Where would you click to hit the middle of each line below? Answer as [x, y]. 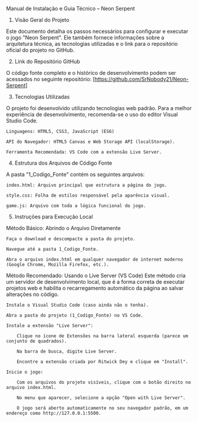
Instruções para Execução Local [54, 217]
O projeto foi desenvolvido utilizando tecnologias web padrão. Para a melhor [99, 108]
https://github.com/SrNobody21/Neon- [142, 79]
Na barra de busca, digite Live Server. [67, 351]
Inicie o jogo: [25, 372]
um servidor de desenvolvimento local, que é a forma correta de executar [95, 282]
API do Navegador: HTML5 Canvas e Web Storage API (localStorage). [91, 142]
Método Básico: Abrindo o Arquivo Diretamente [63, 228]
